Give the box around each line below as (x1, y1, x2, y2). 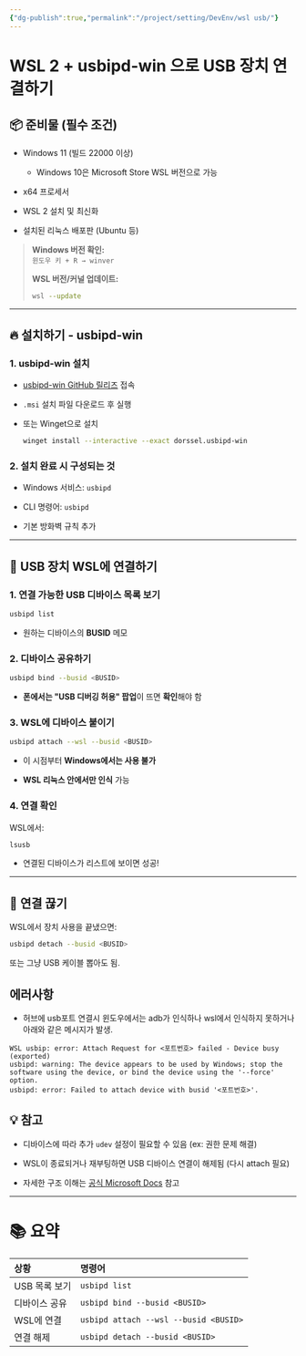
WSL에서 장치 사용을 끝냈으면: (9, 922, 117, 933)
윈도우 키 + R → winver (31, 256, 115, 265)
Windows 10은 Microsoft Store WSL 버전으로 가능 (36, 166, 219, 178)
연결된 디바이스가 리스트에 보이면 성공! (22, 858, 159, 869)
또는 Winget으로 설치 (22, 419, 98, 430)
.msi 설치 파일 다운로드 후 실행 (22, 399, 132, 410)
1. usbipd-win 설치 (9, 357, 90, 369)
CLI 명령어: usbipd (22, 502, 89, 512)
